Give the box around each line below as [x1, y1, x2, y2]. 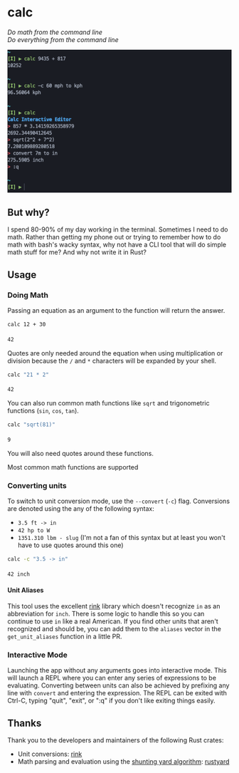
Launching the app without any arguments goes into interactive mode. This [7, 666, 227, 675]
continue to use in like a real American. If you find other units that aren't [7, 617, 218, 626]
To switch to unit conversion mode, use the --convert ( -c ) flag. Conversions [7, 497, 230, 506]
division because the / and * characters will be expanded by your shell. [7, 356, 217, 365]
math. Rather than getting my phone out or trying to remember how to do [7, 233, 221, 242]
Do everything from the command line [7, 35, 119, 43]
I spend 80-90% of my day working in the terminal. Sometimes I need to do [7, 225, 228, 234]
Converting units [7, 480, 67, 490]
